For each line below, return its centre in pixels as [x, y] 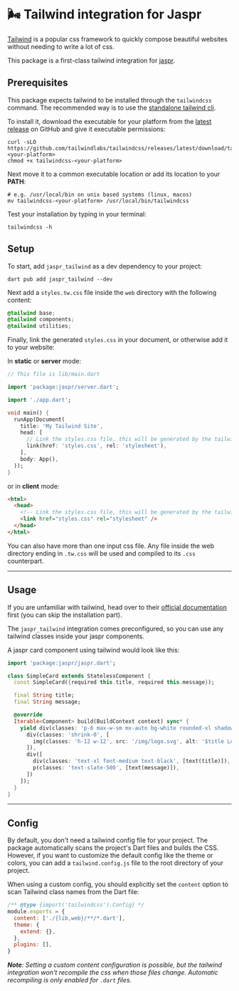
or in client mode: [33, 486]
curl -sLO [22, 142]
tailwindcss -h [30, 227]
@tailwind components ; [41, 320]
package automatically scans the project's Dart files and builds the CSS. [113, 848]
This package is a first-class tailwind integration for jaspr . [91, 60]
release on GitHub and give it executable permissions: [86, 129]
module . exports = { [36, 912]
